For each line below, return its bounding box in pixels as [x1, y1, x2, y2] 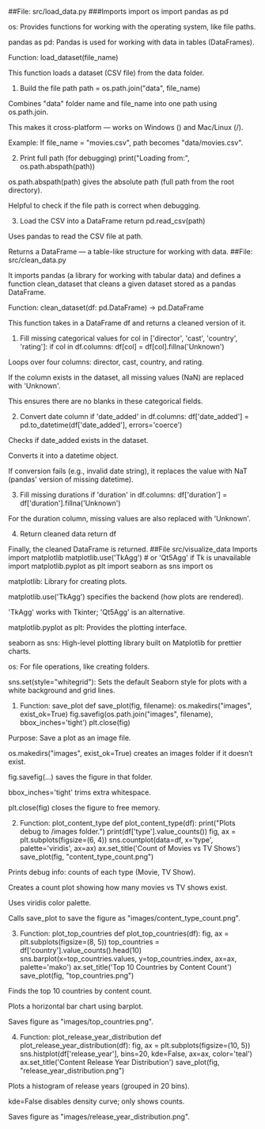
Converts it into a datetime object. [8, 451, 119, 460]
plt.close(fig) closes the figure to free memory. [8, 803, 161, 812]
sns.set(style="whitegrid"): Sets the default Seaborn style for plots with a [8, 677, 248, 686]
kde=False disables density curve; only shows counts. [8, 1097, 185, 1106]
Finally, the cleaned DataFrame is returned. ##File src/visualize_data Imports [8, 544, 258, 554]
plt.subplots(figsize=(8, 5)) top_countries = [19, 937, 160, 946]
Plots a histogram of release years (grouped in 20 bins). [8, 1081, 190, 1090]
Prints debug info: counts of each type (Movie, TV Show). [8, 868, 196, 876]
